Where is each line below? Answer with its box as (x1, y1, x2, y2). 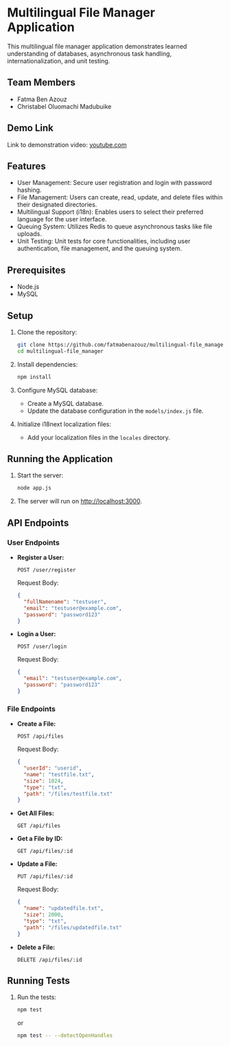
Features (7, 160, 46, 172)
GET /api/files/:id (16, 848, 73, 855)
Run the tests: (16, 993, 57, 1001)
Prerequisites (7, 264, 66, 276)
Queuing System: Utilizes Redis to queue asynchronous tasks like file (16, 222, 213, 231)
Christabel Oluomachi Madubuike (16, 102, 112, 111)
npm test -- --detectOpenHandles (16, 1032, 113, 1039)
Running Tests (7, 974, 70, 986)
